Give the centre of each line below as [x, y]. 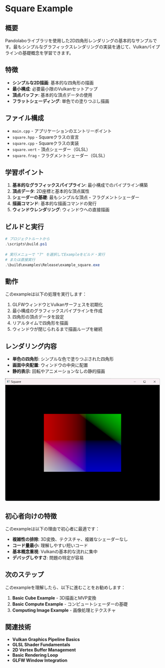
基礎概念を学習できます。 [48, 53]
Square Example [39, 9]
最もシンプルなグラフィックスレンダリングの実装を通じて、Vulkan [80, 47]
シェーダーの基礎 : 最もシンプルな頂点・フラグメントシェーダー [76, 198]
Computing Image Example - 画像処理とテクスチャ [64, 610]
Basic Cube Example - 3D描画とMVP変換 [54, 598]
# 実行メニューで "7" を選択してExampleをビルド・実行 [55, 254]
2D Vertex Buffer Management [44, 650]
